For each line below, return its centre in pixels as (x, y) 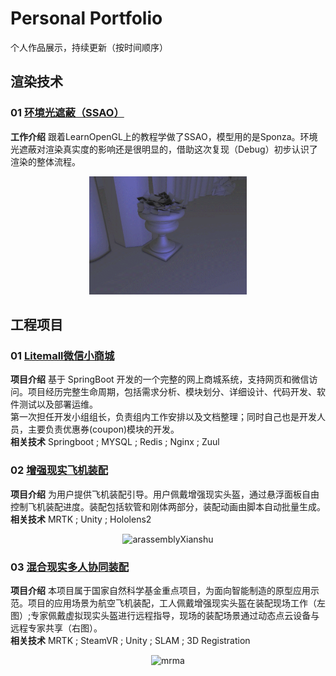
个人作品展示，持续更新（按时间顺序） (89, 47)
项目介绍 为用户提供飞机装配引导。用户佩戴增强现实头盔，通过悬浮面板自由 (165, 494)
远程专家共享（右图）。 (56, 628)
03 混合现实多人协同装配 (70, 567)
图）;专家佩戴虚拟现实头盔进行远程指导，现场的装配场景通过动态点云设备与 (165, 615)
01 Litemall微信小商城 (62, 355)
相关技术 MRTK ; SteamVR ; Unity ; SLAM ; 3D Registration (130, 640)
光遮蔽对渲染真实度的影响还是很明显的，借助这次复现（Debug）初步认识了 (164, 149)
